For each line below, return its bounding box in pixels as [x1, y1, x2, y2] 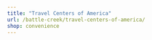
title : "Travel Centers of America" [7, 9, 112, 17]
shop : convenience [7, 22, 60, 29]
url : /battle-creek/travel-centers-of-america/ [7, 16, 146, 23]
